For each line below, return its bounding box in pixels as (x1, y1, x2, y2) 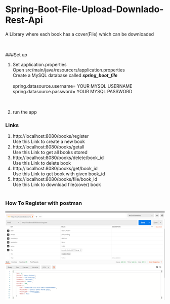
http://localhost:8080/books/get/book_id (12, 166, 98, 172)
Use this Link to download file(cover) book (12, 181, 101, 188)
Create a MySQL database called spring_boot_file (12, 72, 118, 78)
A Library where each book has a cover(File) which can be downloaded (5, 31, 154, 37)
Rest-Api (5, 14, 43, 26)
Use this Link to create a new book (12, 138, 85, 145)
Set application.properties (12, 61, 67, 67)
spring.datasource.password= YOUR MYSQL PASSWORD (12, 88, 133, 94)
